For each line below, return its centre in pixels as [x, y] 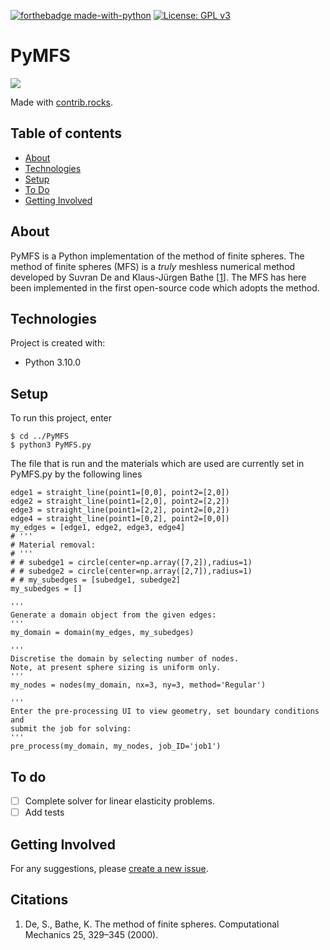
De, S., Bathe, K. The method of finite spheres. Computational [152, 924]
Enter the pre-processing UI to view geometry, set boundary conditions [165, 711]
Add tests [44, 812]
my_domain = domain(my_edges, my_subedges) [102, 633]
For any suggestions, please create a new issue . [109, 868]
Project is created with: [58, 343]
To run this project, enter [61, 418]
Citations [39, 900]
